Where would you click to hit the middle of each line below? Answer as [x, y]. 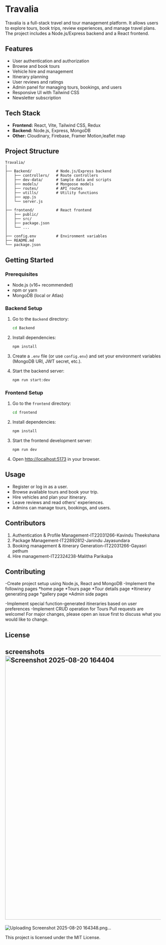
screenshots [25, 652]
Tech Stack [23, 113]
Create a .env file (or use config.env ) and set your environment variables [86, 356]
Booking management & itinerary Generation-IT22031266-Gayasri [79, 546]
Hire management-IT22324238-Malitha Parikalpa [62, 556]
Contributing [25, 572]
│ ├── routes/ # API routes [44, 189]
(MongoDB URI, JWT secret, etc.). [47, 361]
